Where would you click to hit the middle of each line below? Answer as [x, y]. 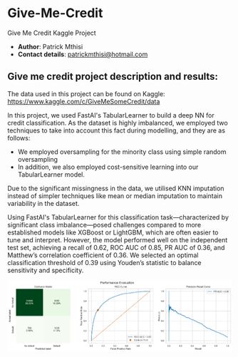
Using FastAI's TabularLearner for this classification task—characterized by [118, 217]
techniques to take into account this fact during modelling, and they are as [117, 130]
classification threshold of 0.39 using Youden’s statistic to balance [104, 262]
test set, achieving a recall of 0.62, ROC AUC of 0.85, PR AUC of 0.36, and [116, 247]
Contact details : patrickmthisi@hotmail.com [83, 54]
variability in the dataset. [43, 203]
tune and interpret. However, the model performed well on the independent [118, 239]
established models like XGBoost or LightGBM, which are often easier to [113, 232]
